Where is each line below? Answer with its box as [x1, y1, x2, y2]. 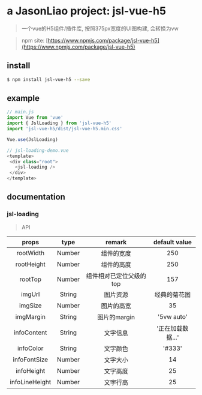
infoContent [13, 328, 47, 337]
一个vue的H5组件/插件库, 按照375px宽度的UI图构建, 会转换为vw [21, 25, 179, 32]
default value [153, 238, 192, 246]
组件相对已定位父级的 [86, 271, 146, 280]
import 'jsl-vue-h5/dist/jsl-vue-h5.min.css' [7, 126, 122, 132]
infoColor [17, 344, 44, 352]
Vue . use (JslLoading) [7, 136, 59, 142]
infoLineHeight [10, 378, 52, 386]
